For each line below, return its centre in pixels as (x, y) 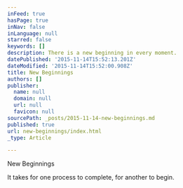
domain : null (33, 99)
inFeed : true (26, 14)
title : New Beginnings (40, 72)
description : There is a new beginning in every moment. (92, 53)
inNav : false (26, 27)
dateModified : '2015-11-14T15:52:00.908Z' (70, 66)
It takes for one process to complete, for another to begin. (91, 177)
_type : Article (29, 137)
